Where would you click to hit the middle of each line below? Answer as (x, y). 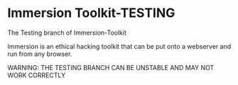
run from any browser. (40, 54)
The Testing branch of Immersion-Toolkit (67, 33)
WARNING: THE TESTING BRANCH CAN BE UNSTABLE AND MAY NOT (111, 67)
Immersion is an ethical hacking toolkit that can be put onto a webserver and (119, 46)
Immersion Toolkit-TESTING (91, 13)
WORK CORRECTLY (37, 75)
